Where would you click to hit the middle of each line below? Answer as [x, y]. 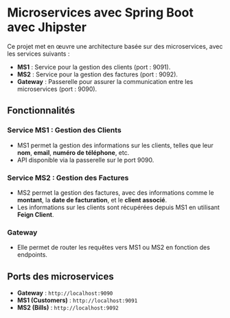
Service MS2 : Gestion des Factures [68, 178]
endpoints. [32, 255]
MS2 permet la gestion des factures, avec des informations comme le [115, 192]
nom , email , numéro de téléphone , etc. [73, 152]
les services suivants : [38, 54]
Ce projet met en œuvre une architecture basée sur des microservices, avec [115, 46]
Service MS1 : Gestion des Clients [64, 130]
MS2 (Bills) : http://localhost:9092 [68, 308]
